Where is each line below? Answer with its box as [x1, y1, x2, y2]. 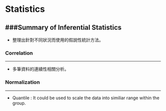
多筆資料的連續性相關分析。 [12, 66, 69, 72]
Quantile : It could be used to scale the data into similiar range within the [12, 95, 160, 101]
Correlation [5, 50, 33, 56]
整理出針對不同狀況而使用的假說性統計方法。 [12, 37, 104, 43]
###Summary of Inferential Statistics [5, 23, 122, 32]
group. [12, 100, 26, 106]
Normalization [5, 79, 41, 86]
